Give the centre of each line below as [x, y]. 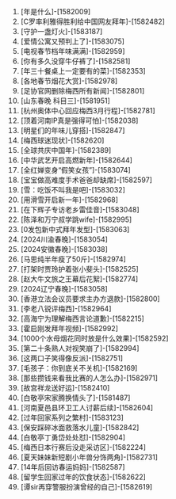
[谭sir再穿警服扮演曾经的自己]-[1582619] [86, 487]
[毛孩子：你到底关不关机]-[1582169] [79, 368]
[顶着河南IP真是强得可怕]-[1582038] [79, 120]
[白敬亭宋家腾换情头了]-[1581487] [75, 398]
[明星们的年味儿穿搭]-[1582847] [73, 130]
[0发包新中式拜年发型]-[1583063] [75, 229]
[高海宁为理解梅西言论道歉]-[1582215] [82, 318]
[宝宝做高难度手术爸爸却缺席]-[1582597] [86, 180]
